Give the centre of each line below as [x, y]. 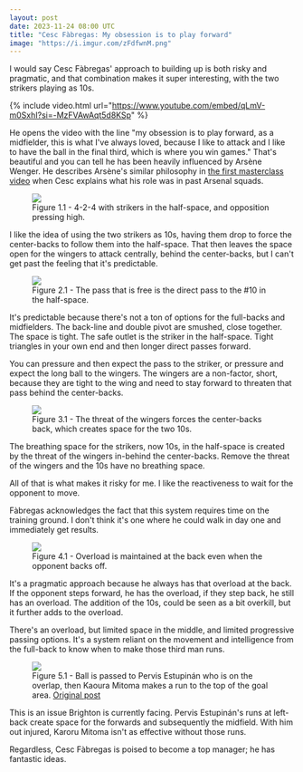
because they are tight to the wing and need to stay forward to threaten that [151, 383]
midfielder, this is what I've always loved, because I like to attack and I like [147, 142]
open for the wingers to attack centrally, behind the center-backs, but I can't [151, 254]
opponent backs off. [70, 566]
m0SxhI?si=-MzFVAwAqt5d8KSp [70, 115]
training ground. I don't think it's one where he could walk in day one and [146, 520]
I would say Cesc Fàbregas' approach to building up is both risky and [138, 69]
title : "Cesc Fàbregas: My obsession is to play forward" [121, 34]
